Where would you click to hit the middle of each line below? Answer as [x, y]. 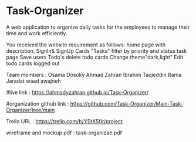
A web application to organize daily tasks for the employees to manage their [98, 27]
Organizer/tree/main [31, 110]
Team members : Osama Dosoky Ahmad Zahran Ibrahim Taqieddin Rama [94, 75]
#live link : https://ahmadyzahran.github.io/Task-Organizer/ [77, 92]
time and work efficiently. [37, 33]
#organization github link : [38, 103]
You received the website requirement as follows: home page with [86, 45]
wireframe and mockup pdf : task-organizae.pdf [64, 133]
